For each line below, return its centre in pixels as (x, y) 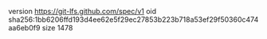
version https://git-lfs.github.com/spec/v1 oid (82, 11)
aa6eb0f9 (24, 28)
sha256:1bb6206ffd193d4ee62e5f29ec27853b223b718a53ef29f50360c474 (133, 19)
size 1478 (57, 28)
